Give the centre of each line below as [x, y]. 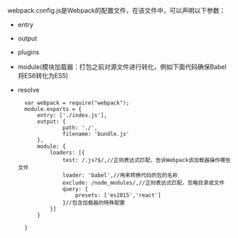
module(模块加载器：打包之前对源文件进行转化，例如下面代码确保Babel [122, 67]
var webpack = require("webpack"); [77, 103]
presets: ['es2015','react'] [118, 195]
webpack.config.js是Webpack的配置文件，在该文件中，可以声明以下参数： [117, 10]
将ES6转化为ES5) [43, 76]
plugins [28, 52]
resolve [28, 90]
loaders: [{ [67, 153]
